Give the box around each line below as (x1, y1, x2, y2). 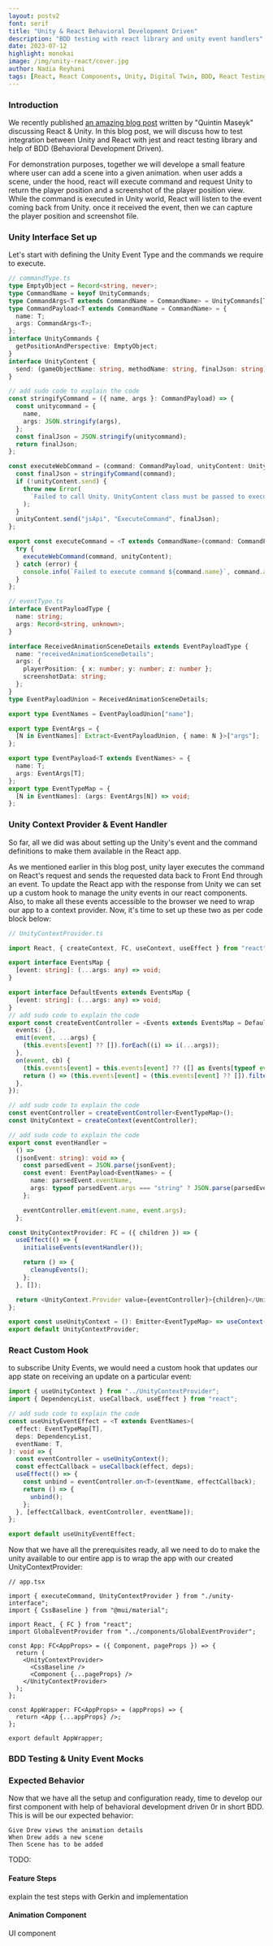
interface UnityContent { (8, 357, 96, 366)
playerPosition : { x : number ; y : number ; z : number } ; (23, 665, 213, 673)
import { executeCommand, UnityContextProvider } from (8, 1592, 198, 1601)
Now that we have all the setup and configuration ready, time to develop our (8, 1793, 262, 1803)
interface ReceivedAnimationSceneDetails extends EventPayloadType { (8, 642, 249, 650)
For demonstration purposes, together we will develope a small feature (8, 159, 245, 169)
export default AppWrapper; (8, 1735, 104, 1743)
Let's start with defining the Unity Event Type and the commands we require (8, 250, 264, 260)
